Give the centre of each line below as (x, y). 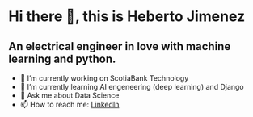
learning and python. (62, 58)
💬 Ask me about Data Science (70, 95)
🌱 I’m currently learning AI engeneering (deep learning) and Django (132, 87)
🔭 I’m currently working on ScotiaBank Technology (104, 78)
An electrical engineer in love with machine (120, 46)
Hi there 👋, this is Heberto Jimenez (127, 17)
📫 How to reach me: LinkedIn (70, 104)
